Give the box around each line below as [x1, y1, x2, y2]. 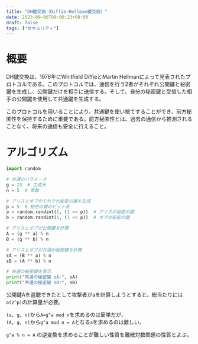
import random [6, 166, 41, 172]
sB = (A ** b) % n [6, 258, 51, 264]
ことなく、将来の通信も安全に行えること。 [6, 123, 110, 130]
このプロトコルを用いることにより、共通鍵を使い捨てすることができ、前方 [6, 108, 187, 115]
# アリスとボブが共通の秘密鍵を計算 [6, 247, 82, 253]
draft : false [6, 20, 38, 25]
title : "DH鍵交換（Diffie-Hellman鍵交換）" [6, 8, 108, 15]
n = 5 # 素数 [6, 187, 40, 193]
